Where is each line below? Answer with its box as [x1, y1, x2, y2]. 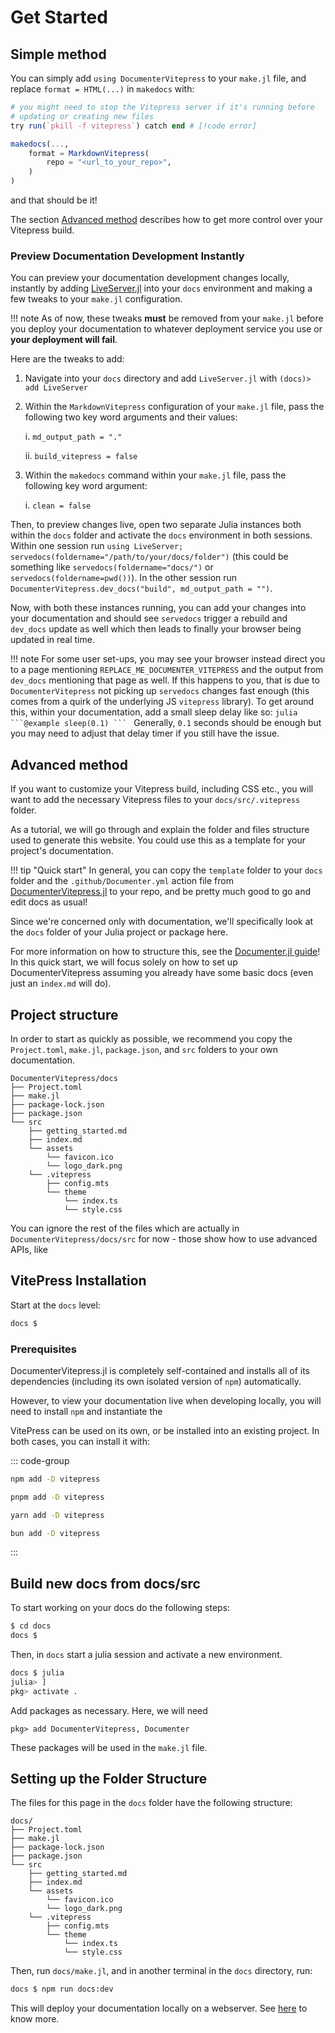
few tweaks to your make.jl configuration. [10, 293, 183, 305]
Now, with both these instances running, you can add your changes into [10, 602, 307, 614]
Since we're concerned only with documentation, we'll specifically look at [10, 916, 314, 928]
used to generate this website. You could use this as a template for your [10, 834, 306, 846]
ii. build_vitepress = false [24, 450, 138, 462]
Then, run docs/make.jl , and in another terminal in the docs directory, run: [10, 1965, 313, 1977]
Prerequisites [10, 1342, 77, 1356]
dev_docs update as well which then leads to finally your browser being [10, 623, 302, 635]
